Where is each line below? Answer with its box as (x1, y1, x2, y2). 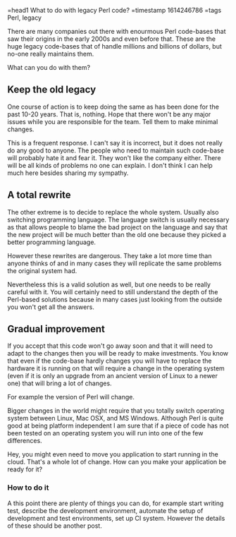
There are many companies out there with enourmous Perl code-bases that (7, 28, 227, 35)
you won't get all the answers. (7, 303, 95, 311)
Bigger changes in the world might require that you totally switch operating (7, 406, 225, 415)
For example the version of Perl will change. (7, 393, 135, 402)
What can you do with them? (7, 64, 90, 71)
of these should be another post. (7, 521, 102, 530)
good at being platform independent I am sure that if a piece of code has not (7, 421, 229, 430)
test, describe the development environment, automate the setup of (7, 506, 204, 514)
